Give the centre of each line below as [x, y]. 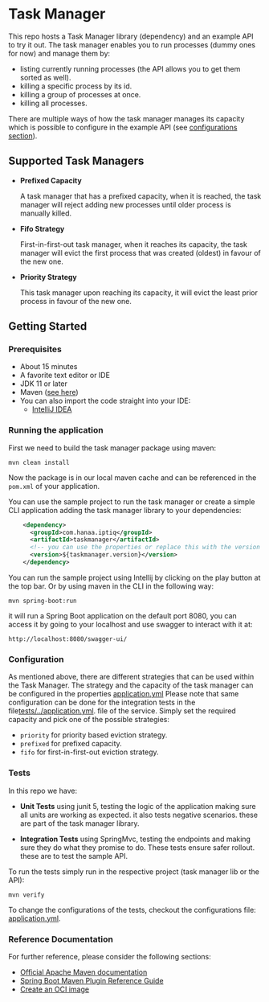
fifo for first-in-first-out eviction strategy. [89, 752]
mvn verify [26, 895]
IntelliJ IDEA [52, 409]
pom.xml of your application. [54, 486]
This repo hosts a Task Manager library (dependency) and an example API [131, 36]
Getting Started [48, 326]
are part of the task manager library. [79, 823]
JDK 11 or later [44, 384]
